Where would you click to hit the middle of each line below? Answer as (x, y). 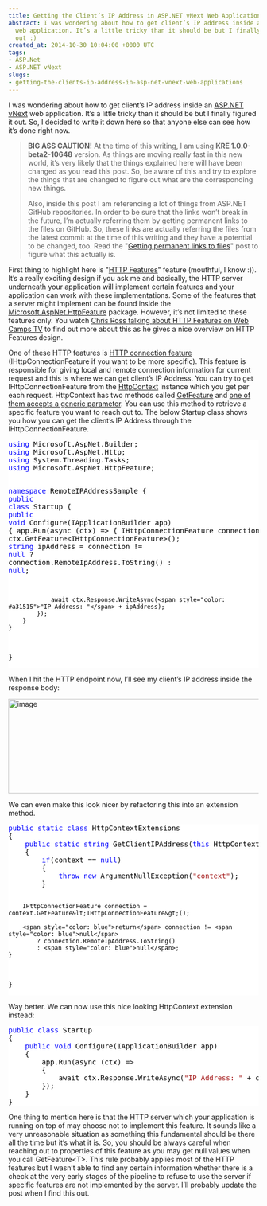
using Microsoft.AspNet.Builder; (74, 444)
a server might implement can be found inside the (90, 303)
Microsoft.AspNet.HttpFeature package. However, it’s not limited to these (128, 312)
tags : (17, 53)
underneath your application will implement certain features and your (121, 287)
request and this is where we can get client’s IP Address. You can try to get (131, 378)
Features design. (36, 337)
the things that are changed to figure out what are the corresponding (140, 179)
